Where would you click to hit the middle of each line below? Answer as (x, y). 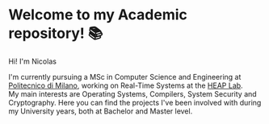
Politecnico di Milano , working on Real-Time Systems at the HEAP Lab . (126, 85)
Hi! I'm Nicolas (32, 61)
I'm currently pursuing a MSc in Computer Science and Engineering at (125, 76)
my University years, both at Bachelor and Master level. (101, 111)
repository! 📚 (56, 33)
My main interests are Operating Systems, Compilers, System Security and (132, 93)
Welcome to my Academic (98, 15)
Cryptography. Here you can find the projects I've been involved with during (135, 102)
